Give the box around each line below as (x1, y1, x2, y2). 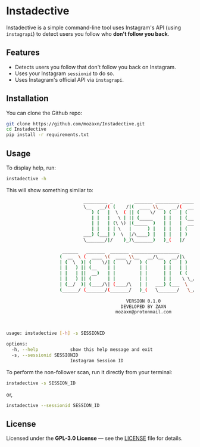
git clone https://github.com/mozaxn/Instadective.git (6, 121, 145, 127)
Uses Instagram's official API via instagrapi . (14, 76, 124, 83)
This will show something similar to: (6, 186, 93, 193)
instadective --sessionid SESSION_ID (6, 402, 100, 408)
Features (6, 48, 40, 58)
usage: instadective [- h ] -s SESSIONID (6, 330, 105, 337)
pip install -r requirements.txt (6, 132, 89, 138)
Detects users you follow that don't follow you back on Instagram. (14, 63, 177, 70)
